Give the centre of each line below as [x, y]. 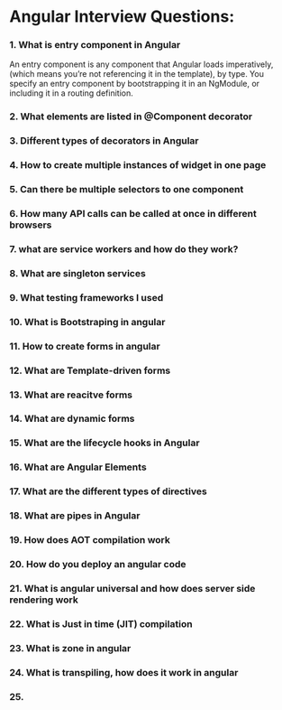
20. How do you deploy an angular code [98, 564]
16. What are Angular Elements [78, 467]
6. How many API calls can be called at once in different [133, 214]
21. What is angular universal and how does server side [132, 588]
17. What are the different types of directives [108, 491]
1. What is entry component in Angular [95, 45]
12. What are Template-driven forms [90, 370]
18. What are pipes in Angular [75, 516]
